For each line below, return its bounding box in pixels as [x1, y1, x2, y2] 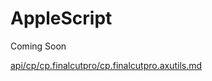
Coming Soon [10, 40, 67, 52]
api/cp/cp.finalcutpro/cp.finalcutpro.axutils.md [10, 59, 203, 71]
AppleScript [10, 7, 113, 30]
